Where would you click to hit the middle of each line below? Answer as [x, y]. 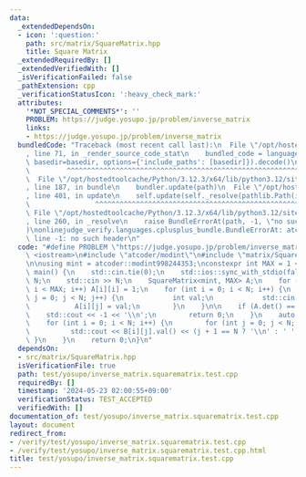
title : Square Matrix [66, 52]
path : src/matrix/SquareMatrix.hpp [93, 43]
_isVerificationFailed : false [75, 78]
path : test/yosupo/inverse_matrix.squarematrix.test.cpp [128, 374]
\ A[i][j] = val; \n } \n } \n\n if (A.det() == [161, 306]
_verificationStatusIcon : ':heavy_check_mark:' [110, 94]
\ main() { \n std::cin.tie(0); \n [96, 273]
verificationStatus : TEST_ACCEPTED [85, 399]
